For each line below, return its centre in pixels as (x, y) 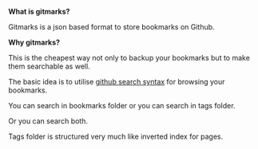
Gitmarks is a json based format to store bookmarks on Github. (111, 27)
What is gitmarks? (39, 12)
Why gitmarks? (34, 42)
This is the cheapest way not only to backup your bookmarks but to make (129, 58)
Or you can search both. (48, 121)
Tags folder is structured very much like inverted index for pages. (116, 136)
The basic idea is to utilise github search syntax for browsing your (117, 82)
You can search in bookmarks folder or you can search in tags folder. (122, 106)
